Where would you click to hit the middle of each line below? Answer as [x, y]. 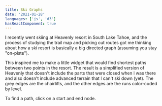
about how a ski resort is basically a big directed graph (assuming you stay [81, 48]
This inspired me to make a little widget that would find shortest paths [76, 63]
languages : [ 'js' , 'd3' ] [31, 19]
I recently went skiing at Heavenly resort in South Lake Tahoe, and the [76, 37]
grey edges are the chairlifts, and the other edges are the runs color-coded [81, 84]
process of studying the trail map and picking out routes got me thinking [78, 43]
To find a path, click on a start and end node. [50, 99]
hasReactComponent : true [31, 23]
